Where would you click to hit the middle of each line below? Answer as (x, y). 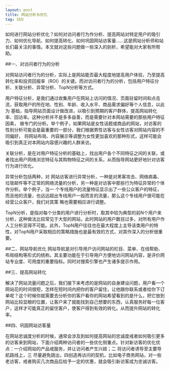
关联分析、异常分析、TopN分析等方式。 (55, 88)
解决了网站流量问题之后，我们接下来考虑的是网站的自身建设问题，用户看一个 (85, 283)
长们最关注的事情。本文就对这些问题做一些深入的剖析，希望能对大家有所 (80, 47)
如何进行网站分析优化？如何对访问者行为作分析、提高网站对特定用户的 (78, 34)
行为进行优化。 (21, 166)
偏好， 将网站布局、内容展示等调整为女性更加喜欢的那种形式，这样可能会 (86, 136)
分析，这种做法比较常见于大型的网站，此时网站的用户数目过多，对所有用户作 (85, 219)
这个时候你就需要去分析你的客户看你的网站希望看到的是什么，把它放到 (92, 296)
